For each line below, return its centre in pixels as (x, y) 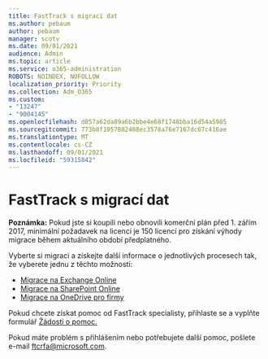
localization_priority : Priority (65, 84)
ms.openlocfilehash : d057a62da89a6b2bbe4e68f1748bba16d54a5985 (118, 122)
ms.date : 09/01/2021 (43, 46)
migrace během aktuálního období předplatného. (90, 240)
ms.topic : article (39, 62)
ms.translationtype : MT (49, 137)
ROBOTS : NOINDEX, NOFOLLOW (54, 77)
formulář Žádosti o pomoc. (53, 322)
